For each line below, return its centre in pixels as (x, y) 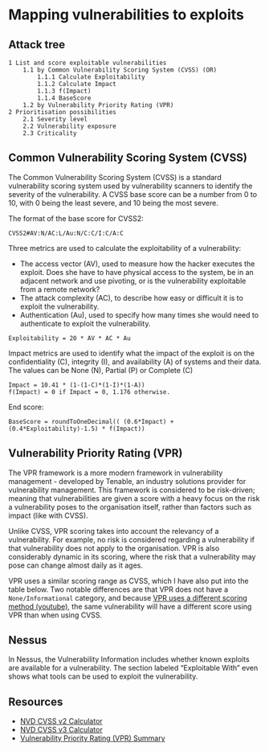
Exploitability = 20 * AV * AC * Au (69, 338)
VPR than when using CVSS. (55, 615)
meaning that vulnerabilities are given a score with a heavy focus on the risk (134, 498)
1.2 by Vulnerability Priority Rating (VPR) (98, 105)
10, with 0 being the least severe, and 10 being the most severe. (113, 203)
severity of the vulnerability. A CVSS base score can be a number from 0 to (133, 194)
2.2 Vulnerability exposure (69, 126)
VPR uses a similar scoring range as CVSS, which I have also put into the (128, 581)
